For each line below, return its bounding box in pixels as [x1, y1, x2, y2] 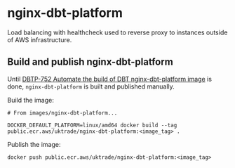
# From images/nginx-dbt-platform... [7, 109, 118, 117]
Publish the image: [7, 140, 61, 148]
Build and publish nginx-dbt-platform [7, 56, 173, 68]
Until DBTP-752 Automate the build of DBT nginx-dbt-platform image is [7, 75, 213, 83]
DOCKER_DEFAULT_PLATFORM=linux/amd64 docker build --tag [7, 122, 177, 129]
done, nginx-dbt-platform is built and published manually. [7, 82, 175, 91]
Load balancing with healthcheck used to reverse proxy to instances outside [7, 28, 228, 37]
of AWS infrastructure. [7, 35, 72, 44]
